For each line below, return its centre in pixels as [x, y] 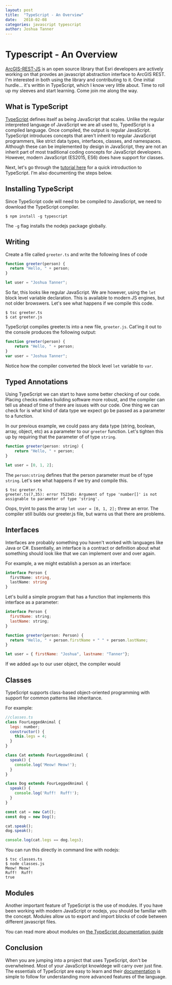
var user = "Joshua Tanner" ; [36, 356]
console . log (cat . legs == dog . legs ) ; [44, 840]
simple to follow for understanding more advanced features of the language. [86, 976]
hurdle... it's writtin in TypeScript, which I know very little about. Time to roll [85, 85]
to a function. [19, 416]
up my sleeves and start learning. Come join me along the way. [72, 91]
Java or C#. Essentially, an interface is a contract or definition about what [83, 548]
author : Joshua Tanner [30, 29]
